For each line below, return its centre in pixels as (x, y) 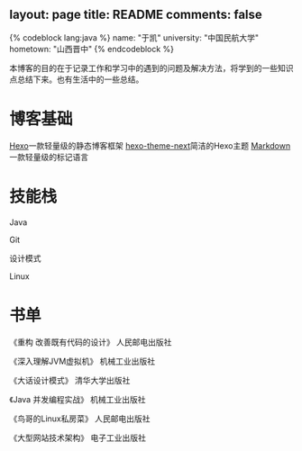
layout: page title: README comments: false (136, 15)
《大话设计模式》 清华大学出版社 (70, 380)
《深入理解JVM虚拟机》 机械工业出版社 (82, 361)
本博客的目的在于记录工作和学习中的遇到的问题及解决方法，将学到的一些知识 (151, 68)
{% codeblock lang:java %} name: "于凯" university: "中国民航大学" (134, 37)
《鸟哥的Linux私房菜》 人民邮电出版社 (80, 419)
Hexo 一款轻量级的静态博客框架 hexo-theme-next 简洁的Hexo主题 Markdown (150, 145)
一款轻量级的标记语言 (49, 157)
